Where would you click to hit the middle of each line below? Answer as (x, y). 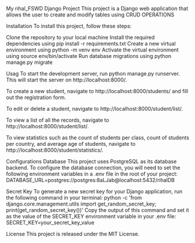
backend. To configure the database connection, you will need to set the (93, 167)
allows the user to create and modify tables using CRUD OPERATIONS (90, 15)
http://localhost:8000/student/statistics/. (55, 150)
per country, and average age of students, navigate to (71, 144)
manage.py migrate (29, 62)
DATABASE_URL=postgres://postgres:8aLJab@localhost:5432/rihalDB (90, 180)
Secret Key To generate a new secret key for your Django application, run (94, 191)
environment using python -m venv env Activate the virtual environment (93, 50)
